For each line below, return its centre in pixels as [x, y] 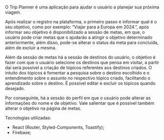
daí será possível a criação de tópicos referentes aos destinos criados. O [79, 68]
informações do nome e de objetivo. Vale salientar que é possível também [80, 103]
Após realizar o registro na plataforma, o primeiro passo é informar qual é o [81, 22]
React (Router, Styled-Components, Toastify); [58, 127]
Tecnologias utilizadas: [28, 118]
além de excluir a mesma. [31, 48]
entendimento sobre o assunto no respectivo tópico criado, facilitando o [78, 78]
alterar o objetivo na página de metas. [43, 108]
